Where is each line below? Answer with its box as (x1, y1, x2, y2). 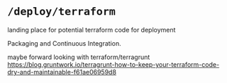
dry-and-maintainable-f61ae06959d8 (7, 68, 117, 76)
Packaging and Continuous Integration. (7, 39, 122, 47)
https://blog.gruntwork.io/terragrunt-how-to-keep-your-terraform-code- (7, 60, 220, 68)
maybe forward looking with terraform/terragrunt (7, 53, 150, 61)
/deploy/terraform (7, 5, 116, 18)
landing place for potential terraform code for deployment (7, 25, 176, 34)
